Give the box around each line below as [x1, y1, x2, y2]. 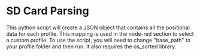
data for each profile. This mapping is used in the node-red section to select [6, 30, 194, 37]
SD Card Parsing [6, 4, 89, 18]
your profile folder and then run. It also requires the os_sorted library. [6, 43, 177, 50]
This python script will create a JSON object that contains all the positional [6, 24, 190, 31]
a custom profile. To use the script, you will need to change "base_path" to [6, 36, 190, 43]
